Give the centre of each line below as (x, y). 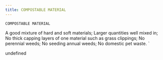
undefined (16, 53)
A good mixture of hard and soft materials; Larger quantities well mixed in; (82, 32)
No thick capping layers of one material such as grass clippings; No (75, 38)
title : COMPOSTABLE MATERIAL (36, 10)
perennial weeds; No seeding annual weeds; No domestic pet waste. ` (77, 43)
